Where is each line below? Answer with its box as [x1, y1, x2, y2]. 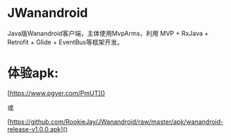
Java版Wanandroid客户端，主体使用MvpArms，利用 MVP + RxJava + [7, 29, 209, 37]
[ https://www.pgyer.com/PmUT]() [7, 89, 106, 97]
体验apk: [7, 65, 59, 82]
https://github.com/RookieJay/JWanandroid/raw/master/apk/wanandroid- [9, 117, 224, 126]
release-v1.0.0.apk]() [7, 125, 69, 133]
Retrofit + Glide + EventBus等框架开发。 [7, 37, 124, 46]
